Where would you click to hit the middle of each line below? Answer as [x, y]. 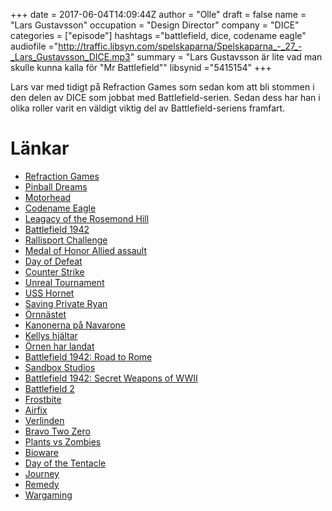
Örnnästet [45, 314]
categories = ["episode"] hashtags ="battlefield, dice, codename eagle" [158, 35]
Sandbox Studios [60, 367]
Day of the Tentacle [65, 463]
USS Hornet [49, 293]
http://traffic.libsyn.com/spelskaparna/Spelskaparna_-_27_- [180, 46]
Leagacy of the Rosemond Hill [87, 218]
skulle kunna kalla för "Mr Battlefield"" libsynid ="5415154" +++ [141, 67]
